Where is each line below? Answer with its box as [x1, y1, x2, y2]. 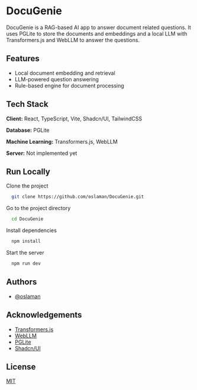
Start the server [6, 249, 44, 256]
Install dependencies [6, 227, 57, 234]
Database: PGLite [6, 126, 50, 134]
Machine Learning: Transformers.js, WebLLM [6, 138, 118, 145]
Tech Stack [6, 99, 49, 109]
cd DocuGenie [11, 216, 44, 222]
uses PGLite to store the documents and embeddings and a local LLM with [6, 30, 188, 37]
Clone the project [6, 182, 49, 189]
